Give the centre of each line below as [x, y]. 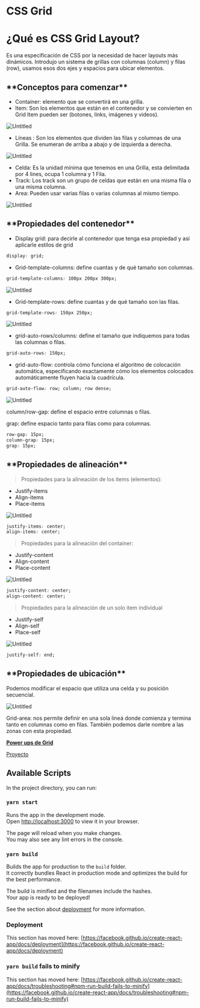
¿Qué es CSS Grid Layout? [73, 39]
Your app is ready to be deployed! [48, 898]
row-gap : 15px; [25, 435]
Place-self [28, 632]
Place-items [30, 503]
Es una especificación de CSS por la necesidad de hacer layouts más [92, 55]
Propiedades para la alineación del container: [77, 543]
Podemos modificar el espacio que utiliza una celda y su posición [87, 688]
